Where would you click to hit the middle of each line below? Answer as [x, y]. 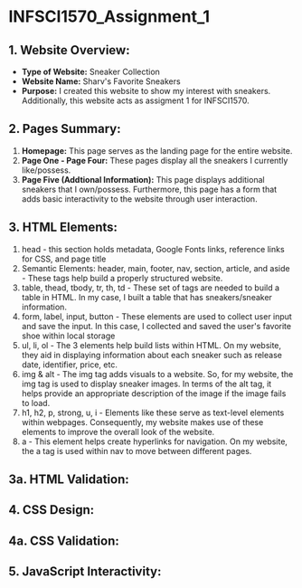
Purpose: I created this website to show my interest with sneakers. [146, 91]
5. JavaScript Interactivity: [85, 572]
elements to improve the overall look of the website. [118, 432]
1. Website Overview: [69, 50]
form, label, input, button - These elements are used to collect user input [157, 316]
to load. [36, 403]
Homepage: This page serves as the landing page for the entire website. [157, 150]
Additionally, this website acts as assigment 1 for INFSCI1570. [135, 100]
